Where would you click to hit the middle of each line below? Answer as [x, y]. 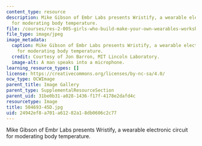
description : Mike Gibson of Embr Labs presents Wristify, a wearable [96, 17]
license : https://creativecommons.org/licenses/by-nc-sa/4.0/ [86, 74]
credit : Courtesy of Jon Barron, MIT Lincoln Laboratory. [86, 57]
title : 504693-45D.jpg [35, 107]
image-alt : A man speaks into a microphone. [68, 62]
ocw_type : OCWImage [31, 79]
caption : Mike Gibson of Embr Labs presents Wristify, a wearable [96, 46]
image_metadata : [26, 40]
